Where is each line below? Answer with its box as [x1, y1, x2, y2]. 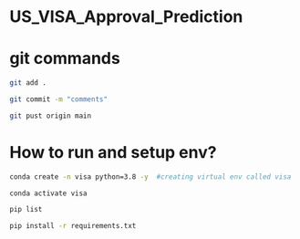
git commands [9, 48, 120, 69]
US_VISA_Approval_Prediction [9, 6, 243, 27]
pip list [9, 205, 43, 214]
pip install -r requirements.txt [9, 222, 137, 231]
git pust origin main [9, 111, 92, 120]
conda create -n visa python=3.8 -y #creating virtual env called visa [9, 171, 292, 182]
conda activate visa [9, 189, 88, 198]
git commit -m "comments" [9, 95, 108, 104]
